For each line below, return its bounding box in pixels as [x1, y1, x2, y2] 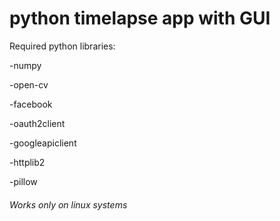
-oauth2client [9, 117, 66, 129]
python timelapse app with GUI [9, 7, 271, 30]
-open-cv [9, 78, 49, 91]
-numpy [9, 59, 42, 71]
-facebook [9, 98, 53, 110]
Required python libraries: [9, 40, 116, 52]
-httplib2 [9, 156, 46, 168]
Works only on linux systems [9, 198, 128, 211]
